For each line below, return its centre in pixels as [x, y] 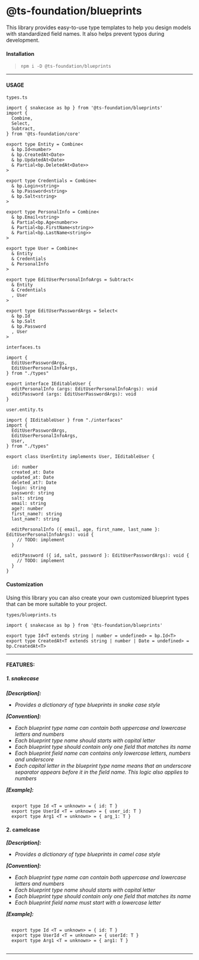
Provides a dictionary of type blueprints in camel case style [88, 854]
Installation [20, 54]
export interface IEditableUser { [49, 384]
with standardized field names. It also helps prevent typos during [85, 33]
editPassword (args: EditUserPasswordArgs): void [74, 394]
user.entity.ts [25, 410]
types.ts [17, 98]
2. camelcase [23, 829]
